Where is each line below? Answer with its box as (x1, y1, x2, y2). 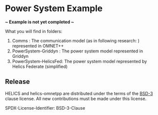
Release (5, 78, 30, 86)
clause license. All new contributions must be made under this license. (5, 96, 147, 101)
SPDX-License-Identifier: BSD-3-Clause (5, 105, 85, 111)
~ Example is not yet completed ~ (5, 19, 74, 25)
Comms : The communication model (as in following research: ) (12, 37, 140, 44)
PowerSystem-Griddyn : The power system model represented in (12, 48, 143, 54)
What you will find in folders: (5, 28, 62, 34)
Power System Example (5, 3, 103, 14)
